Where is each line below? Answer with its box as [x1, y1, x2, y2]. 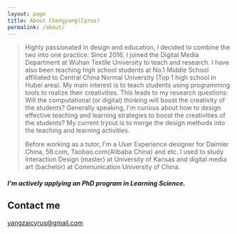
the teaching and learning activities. [24, 126, 130, 135]
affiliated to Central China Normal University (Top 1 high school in [24, 73, 216, 82]
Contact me [7, 200, 60, 212]
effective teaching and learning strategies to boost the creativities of [24, 111, 226, 119]
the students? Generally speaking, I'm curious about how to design [24, 104, 221, 112]
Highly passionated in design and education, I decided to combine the [24, 43, 231, 52]
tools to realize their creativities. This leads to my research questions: [24, 88, 229, 97]
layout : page [7, 10, 46, 18]
